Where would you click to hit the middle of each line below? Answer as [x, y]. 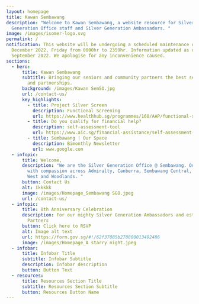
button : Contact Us [46, 182]
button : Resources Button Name [60, 292]
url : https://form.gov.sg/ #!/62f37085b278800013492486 [91, 237]
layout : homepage [28, 12]
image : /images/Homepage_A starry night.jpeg [79, 242]
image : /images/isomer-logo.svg [46, 34]
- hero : [21, 67]
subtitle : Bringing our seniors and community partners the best [104, 77]
